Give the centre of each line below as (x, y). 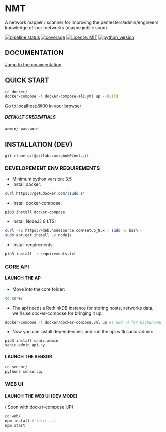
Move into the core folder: (39, 289)
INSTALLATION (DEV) (39, 144)
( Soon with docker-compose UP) (39, 407)
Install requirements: (33, 244)
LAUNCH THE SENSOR (29, 356)
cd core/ (14, 298)
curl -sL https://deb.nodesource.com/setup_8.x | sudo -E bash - (74, 231)
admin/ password (22, 129)
